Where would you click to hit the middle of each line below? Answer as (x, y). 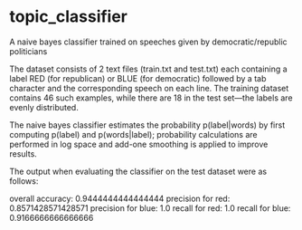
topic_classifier (69, 17)
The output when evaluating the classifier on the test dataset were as (138, 171)
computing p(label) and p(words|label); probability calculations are (133, 134)
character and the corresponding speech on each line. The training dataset (149, 88)
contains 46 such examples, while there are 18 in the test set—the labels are (151, 98)
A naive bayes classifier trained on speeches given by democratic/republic (148, 42)
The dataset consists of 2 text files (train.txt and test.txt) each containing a (148, 69)
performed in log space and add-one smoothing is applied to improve (139, 144)
